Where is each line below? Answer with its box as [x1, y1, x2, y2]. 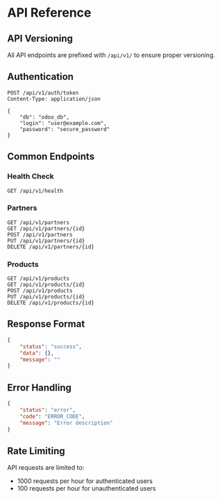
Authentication [7, 71, 74, 83]
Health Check [7, 171, 54, 181]
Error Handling [7, 382, 71, 394]
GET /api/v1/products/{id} [7, 281, 85, 289]
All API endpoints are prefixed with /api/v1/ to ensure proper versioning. [7, 51, 216, 59]
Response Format [7, 318, 85, 330]
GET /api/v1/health [7, 187, 64, 194]
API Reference [7, 5, 92, 21]
